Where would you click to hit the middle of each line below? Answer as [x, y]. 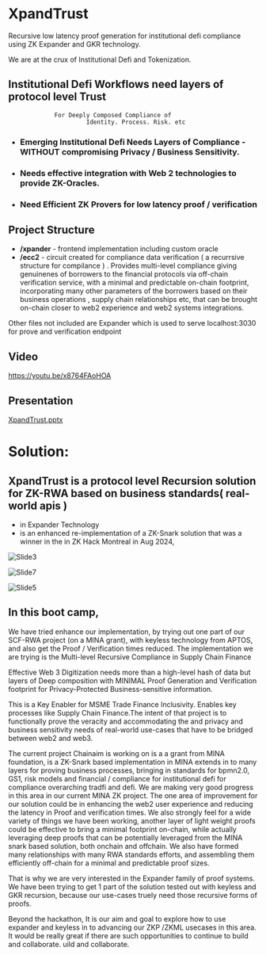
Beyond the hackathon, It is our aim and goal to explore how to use [117, 919]
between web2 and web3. [51, 738]
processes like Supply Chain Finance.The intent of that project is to [118, 712]
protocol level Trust [57, 97]
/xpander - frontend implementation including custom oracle [119, 249]
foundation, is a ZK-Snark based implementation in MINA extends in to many [133, 762]
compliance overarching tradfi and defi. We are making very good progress [131, 787]
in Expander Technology [59, 525]
